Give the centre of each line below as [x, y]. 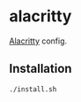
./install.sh [33, 89]
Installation [40, 69]
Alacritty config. [38, 41]
